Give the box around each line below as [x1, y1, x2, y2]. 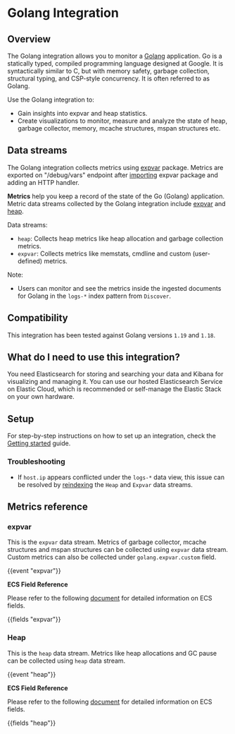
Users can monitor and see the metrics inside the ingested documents [17, 284, 222, 292]
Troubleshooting [7, 457, 65, 467]
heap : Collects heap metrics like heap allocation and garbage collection [17, 234, 224, 243]
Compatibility [7, 312, 68, 324]
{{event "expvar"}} [7, 567, 61, 575]
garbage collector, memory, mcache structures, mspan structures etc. [17, 124, 221, 132]
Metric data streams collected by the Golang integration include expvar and [7, 199, 227, 207]
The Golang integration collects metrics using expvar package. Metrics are [7, 163, 224, 172]
